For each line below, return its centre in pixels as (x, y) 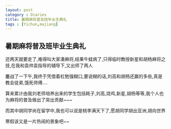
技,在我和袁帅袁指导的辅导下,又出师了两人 (49, 66)
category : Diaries (26, 15)
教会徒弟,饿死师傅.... (27, 83)
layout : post (19, 10)
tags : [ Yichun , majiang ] (32, 24)
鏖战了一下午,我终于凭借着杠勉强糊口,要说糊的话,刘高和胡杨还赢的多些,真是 (84, 76)
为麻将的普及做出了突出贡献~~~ (39, 100)
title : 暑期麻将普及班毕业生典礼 (36, 19)
